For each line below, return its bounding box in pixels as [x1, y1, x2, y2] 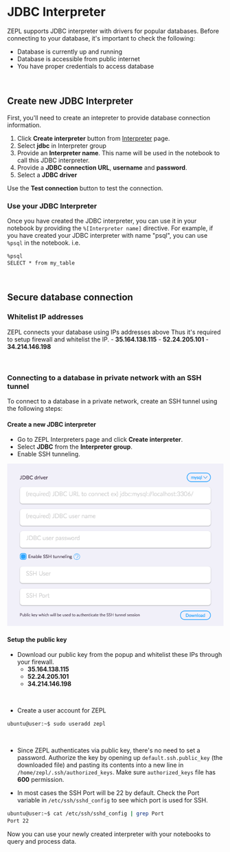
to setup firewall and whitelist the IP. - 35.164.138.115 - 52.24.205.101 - [7, 335, 209, 344]
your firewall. [16, 658, 54, 666]
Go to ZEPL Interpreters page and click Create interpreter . [16, 436, 183, 444]
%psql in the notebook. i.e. [7, 238, 81, 247]
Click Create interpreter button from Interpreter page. [16, 134, 170, 142]
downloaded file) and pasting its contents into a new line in [16, 761, 184, 770]
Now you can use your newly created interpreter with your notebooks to [7, 830, 211, 838]
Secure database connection [7, 291, 134, 303]
